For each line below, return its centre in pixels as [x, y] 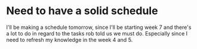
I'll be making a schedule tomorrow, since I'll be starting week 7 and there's [99, 27]
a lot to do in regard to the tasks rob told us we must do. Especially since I [97, 33]
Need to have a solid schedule [82, 11]
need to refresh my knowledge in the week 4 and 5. [70, 40]
